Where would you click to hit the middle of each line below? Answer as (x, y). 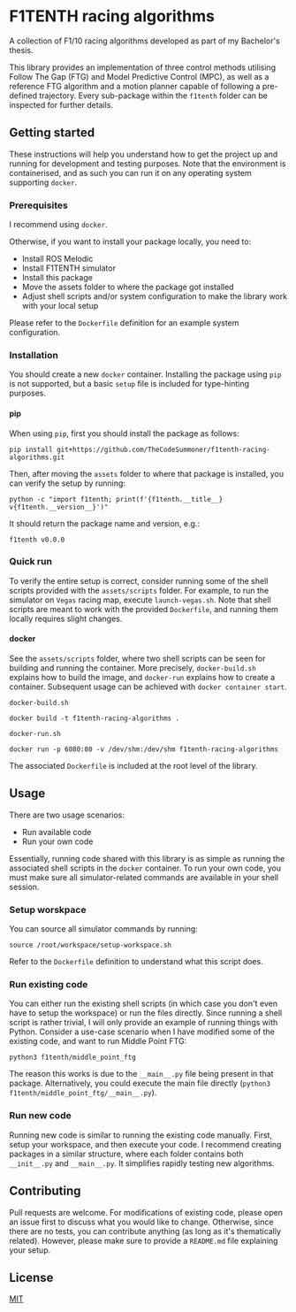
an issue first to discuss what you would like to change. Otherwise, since (141, 1222)
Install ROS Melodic (57, 259)
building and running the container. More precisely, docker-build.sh (133, 668)
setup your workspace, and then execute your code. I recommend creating (145, 1144)
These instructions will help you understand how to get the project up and (144, 154)
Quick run (31, 562)
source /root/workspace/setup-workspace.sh (91, 945)
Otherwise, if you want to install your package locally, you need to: (130, 242)
